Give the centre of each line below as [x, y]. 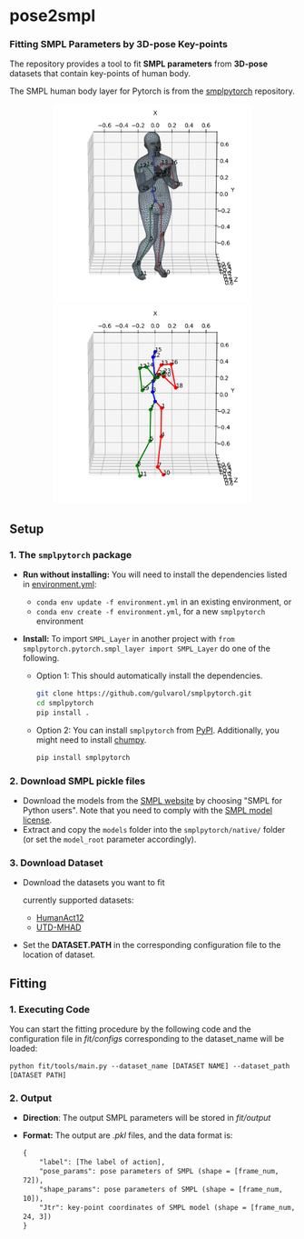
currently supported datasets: [78, 900]
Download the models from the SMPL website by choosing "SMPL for [152, 800]
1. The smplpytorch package [71, 555]
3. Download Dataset [56, 863]
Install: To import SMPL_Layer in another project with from [128, 639]
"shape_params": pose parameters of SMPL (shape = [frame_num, [161, 1190]
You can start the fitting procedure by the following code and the [130, 1029]
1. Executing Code [50, 1009]
